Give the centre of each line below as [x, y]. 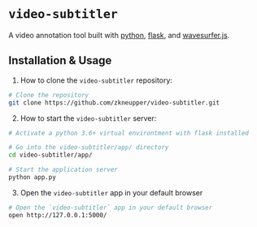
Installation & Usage [60, 60]
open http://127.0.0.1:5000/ [58, 215]
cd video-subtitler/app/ [50, 155]
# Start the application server [63, 170]
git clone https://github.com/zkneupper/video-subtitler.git [114, 103]
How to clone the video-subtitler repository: [96, 80]
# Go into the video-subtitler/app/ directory [89, 148]
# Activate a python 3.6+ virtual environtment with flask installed [129, 133]
